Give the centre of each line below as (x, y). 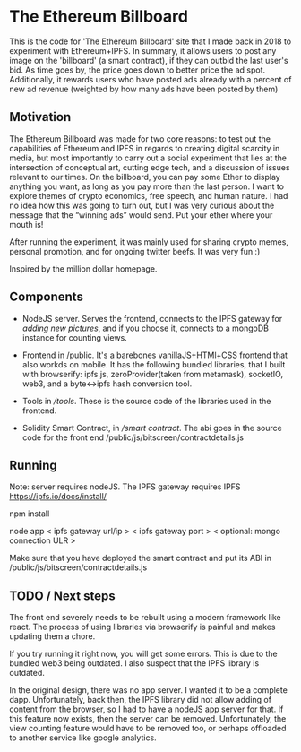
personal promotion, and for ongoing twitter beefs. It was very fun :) (135, 251)
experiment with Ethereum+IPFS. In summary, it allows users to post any (143, 50)
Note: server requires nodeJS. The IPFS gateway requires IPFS (125, 487)
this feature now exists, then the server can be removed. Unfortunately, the (148, 719)
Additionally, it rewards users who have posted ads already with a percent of (150, 79)
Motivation (40, 117)
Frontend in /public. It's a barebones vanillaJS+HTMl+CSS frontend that (155, 355)
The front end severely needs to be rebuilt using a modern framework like (146, 618)
